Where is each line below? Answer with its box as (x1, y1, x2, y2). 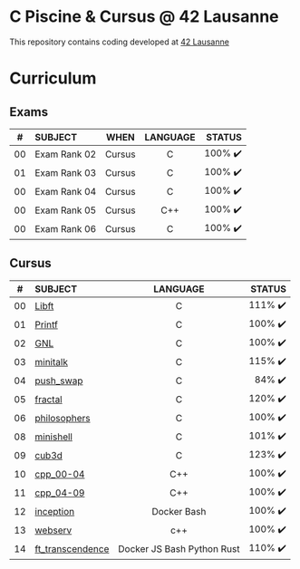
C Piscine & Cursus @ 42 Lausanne (9, 6, 279, 27)
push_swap (34, 374, 83, 387)
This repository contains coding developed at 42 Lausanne (9, 36, 229, 47)
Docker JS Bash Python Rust (117, 543, 240, 555)
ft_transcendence (34, 543, 110, 555)
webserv (34, 524, 73, 536)
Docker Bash (151, 506, 207, 518)
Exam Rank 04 (34, 186, 97, 198)
